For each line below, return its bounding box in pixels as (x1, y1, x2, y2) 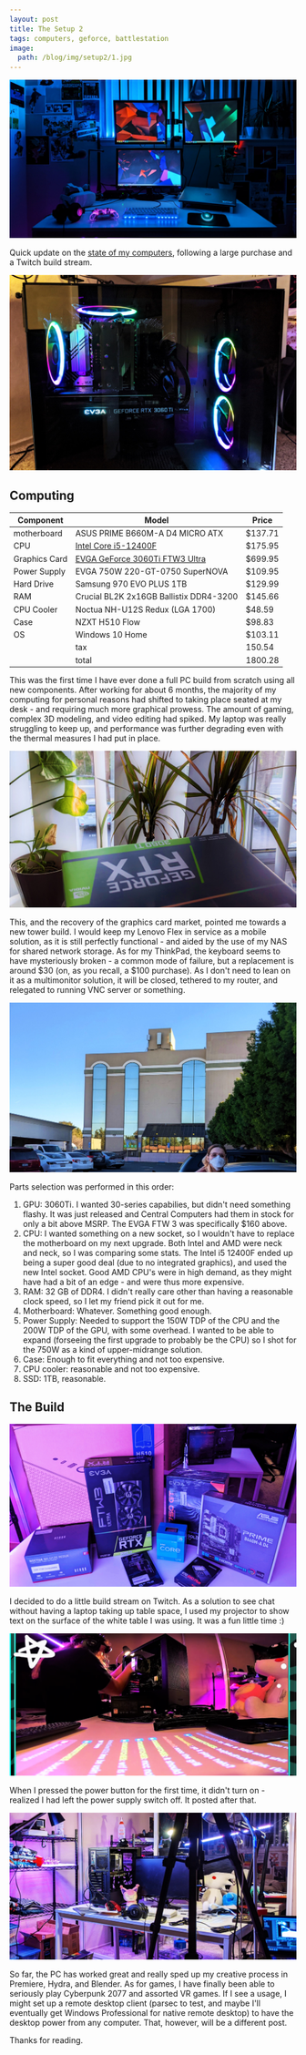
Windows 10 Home (75, 629, 148, 640)
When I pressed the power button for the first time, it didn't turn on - (9, 1785, 266, 1796)
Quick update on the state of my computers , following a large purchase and (9, 247, 293, 258)
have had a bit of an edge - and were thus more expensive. (22, 1276, 245, 1287)
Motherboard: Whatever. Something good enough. (22, 1305, 212, 1316)
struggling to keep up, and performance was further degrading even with (9, 723, 284, 734)
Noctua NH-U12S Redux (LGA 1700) (75, 604, 216, 615)
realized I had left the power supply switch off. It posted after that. (9, 1794, 257, 1805)
